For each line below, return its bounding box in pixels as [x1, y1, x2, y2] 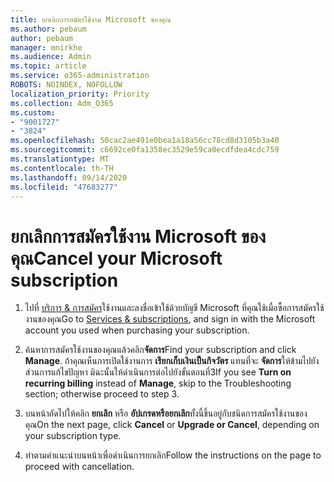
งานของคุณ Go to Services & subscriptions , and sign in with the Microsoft [24, 313, 316, 325]
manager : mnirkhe [10, 42, 83, 53]
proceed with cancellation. [24, 461, 135, 473]
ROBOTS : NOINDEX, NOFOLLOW [10, 80, 123, 90]
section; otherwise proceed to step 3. [24, 388, 180, 400]
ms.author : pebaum [10, 24, 87, 34]
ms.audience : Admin [10, 52, 92, 62]
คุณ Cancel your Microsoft [10, 247, 223, 270]
